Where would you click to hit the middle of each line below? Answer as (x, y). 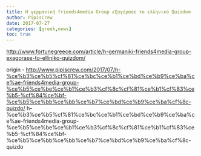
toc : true (19, 34)
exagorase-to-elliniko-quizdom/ (46, 58)
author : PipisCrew (29, 18)
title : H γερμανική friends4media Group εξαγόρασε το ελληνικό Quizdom (98, 12)
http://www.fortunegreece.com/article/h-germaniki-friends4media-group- (99, 51)
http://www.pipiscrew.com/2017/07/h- (73, 70)
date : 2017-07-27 (28, 23)
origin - (15, 70)
